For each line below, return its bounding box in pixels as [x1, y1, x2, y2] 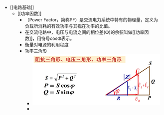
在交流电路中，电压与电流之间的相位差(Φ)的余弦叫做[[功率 [24, 29, 145, 35]
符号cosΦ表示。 [41, 35, 75, 41]
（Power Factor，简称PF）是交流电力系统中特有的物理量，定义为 [24, 17, 159, 22]
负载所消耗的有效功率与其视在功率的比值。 [24, 23, 113, 29]
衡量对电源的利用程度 [24, 42, 69, 47]
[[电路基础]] [9, 4, 34, 10]
